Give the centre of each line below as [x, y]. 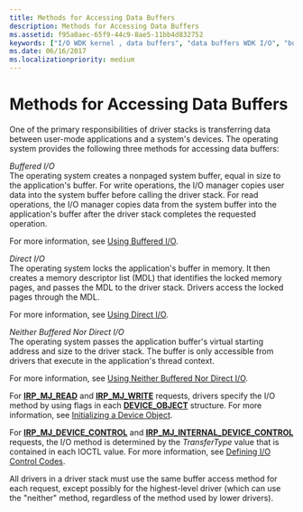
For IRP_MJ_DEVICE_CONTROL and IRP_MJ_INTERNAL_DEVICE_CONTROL [151, 432]
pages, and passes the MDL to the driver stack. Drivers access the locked [147, 287]
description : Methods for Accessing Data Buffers [105, 26]
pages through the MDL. [55, 297]
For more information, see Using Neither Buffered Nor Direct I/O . [129, 378]
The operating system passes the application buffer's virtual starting [137, 341]
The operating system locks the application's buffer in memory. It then [140, 268]
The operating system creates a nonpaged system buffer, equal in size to [145, 175]
